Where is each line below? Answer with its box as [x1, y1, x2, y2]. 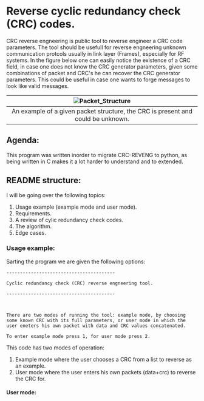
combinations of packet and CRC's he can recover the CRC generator [6, 69, 181, 76]
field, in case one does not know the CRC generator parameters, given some [6, 62, 198, 70]
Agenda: [6, 135, 39, 146]
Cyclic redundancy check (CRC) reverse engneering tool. [6, 280, 154, 286]
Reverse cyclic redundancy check [6, 4, 181, 18]
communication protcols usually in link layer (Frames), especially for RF [6, 50, 185, 57]
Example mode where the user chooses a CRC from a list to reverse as [15, 356, 192, 363]
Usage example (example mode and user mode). [15, 203, 137, 211]
